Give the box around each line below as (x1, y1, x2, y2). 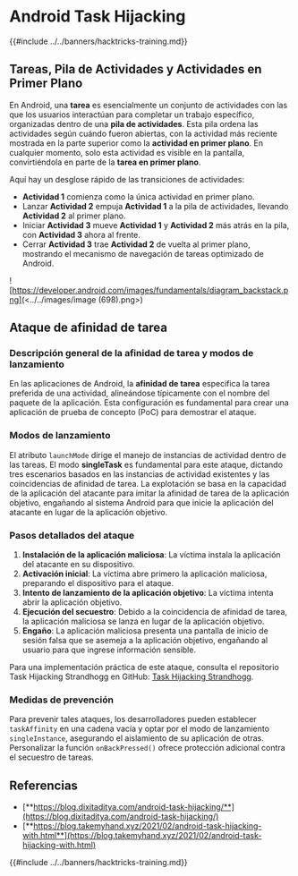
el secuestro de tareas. (9, 752, 94, 762)
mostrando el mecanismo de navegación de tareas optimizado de (21, 248, 264, 259)
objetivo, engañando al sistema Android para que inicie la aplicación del (9, 497, 275, 507)
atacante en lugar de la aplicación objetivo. (9, 506, 168, 517)
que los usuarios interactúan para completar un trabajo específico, (9, 109, 255, 120)
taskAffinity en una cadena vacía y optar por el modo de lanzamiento (9, 723, 270, 735)
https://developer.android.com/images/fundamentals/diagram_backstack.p (12, 285, 289, 295)
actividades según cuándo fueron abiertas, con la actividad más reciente (9, 128, 278, 139)
